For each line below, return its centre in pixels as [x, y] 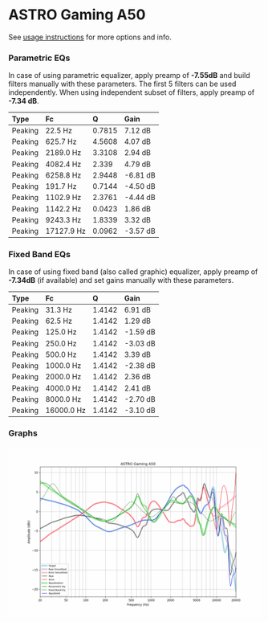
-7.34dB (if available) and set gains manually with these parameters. [121, 280]
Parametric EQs [39, 58]
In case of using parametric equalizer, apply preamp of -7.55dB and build [129, 76]
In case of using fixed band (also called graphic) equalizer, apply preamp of [133, 272]
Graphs [23, 433]
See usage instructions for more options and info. [90, 37]
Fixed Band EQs [39, 254]
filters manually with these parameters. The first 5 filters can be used [122, 84]
